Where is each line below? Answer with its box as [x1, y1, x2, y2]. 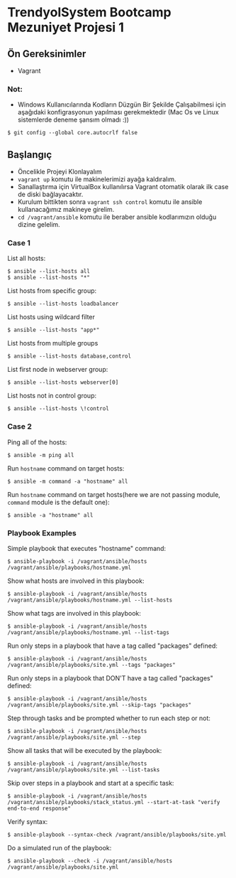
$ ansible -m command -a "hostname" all [7, 478, 129, 485]
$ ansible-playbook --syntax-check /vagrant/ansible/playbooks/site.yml [7, 831, 227, 838]
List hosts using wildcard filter [7, 313, 96, 321]
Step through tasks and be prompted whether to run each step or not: [7, 714, 211, 722]
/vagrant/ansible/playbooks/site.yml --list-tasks [7, 766, 160, 773]
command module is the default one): [7, 498, 110, 506]
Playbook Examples [7, 528, 77, 537]
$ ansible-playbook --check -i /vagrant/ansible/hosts [7, 857, 173, 864]
